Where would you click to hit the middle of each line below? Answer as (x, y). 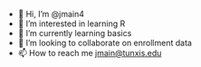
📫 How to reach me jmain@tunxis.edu (90, 53)
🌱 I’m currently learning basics (75, 33)
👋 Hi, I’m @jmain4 (51, 14)
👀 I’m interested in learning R (72, 24)
